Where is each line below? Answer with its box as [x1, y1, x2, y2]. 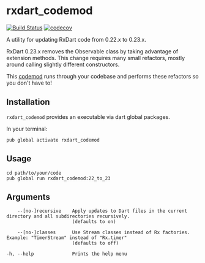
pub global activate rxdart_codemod [6, 137, 100, 143]
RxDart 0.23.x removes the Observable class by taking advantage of [6, 47, 179, 55]
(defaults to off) [72, 240, 119, 246]
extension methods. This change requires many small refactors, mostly [6, 54, 185, 61]
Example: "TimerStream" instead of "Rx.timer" [6, 235, 127, 241]
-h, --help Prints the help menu [6, 251, 127, 257]
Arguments [6, 191, 51, 202]
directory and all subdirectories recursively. [6, 213, 130, 219]
